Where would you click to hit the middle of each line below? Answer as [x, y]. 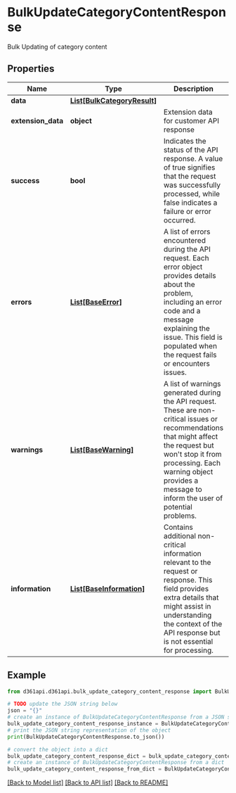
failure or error [188, 211]
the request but [189, 445]
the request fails [190, 355]
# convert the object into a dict [58, 749]
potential [178, 507]
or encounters [187, 363]
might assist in [187, 606]
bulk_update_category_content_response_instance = [83, 724]
